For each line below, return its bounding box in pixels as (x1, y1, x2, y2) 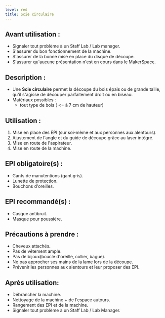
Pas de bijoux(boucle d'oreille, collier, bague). (12, 254, 106, 260)
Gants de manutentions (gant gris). (12, 172, 83, 178)
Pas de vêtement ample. (12, 248, 62, 254)
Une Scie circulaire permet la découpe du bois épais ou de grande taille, (12, 86, 161, 92)
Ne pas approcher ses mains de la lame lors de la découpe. (12, 259, 133, 265)
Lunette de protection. (12, 178, 58, 184)
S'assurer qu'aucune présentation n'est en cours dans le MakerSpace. (12, 59, 156, 65)
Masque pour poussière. (12, 216, 62, 222)
